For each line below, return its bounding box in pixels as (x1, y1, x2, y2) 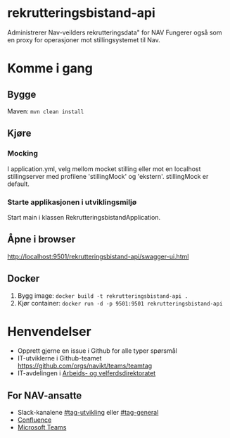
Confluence (17, 415, 52, 424)
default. (7, 180, 30, 188)
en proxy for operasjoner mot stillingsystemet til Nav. (7, 35, 160, 44)
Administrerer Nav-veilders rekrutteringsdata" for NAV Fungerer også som (7, 28, 222, 37)
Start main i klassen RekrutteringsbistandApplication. (7, 213, 161, 221)
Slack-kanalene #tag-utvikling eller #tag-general (17, 408, 159, 417)
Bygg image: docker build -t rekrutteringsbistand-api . (17, 291, 189, 300)
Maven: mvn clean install (7, 107, 84, 115)
